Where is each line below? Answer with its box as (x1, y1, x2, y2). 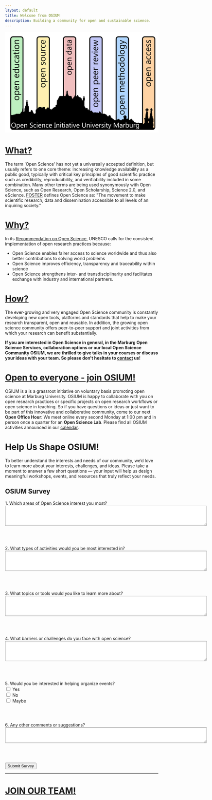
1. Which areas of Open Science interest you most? (5, 500, 107, 506)
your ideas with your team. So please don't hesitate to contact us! (5, 355, 141, 361)
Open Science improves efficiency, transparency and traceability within (12, 261, 156, 267)
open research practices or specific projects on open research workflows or (5, 399, 158, 404)
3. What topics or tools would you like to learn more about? (5, 590, 123, 596)
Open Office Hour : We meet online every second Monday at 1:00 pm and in (5, 414, 157, 420)
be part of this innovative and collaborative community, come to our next (5, 409, 151, 415)
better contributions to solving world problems (12, 256, 106, 262)
